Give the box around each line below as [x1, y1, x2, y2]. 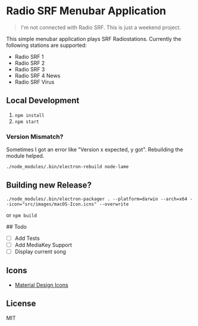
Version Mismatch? [6, 132, 64, 141]
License [6, 299, 36, 309]
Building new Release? [6, 180, 92, 191]
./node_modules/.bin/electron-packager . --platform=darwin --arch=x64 [6, 196, 187, 202]
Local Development [6, 96, 80, 106]
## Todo [6, 223, 27, 230]
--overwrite [99, 201, 129, 207]
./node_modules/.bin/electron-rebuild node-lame [6, 164, 129, 170]
